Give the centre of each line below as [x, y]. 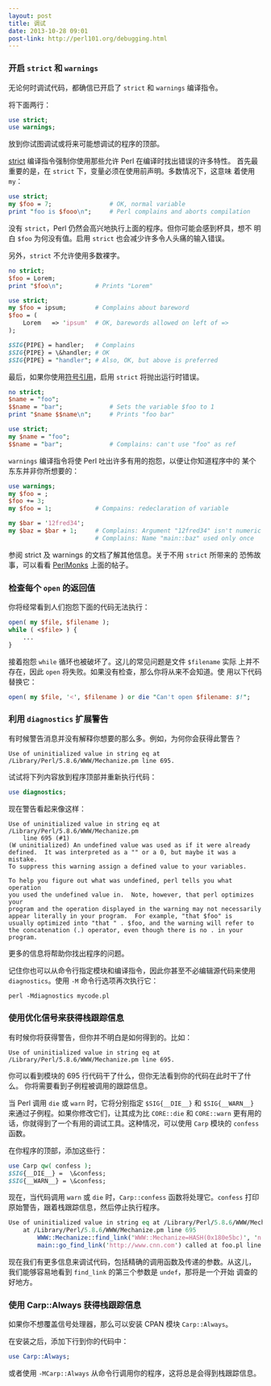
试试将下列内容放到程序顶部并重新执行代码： [83, 777]
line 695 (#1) [46, 838]
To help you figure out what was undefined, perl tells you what [120, 880]
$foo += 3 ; [27, 501]
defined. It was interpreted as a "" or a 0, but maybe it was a [122, 852]
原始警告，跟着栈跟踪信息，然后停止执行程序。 [86, 1207]
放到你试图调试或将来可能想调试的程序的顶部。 [86, 144]
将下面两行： [29, 104]
